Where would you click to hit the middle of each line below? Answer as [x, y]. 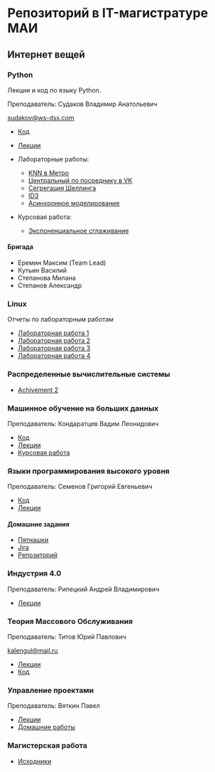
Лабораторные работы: [53, 159]
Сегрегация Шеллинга [62, 188]
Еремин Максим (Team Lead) [62, 263]
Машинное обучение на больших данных [83, 408]
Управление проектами [51, 690]
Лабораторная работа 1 [53, 333]
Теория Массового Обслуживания [70, 621]
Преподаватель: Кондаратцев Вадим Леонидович [83, 423]
